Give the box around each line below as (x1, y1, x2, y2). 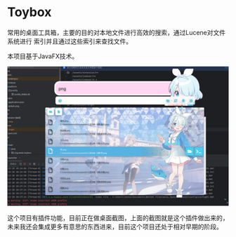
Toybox (7, 4, 52, 20)
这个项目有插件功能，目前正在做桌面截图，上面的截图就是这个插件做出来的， (7, 213, 229, 222)
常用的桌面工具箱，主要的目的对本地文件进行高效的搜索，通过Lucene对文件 (7, 28, 226, 36)
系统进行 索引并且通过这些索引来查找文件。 (7, 36, 132, 46)
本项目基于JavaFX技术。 (7, 52, 79, 60)
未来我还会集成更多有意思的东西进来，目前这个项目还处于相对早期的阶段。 (7, 222, 223, 231)
